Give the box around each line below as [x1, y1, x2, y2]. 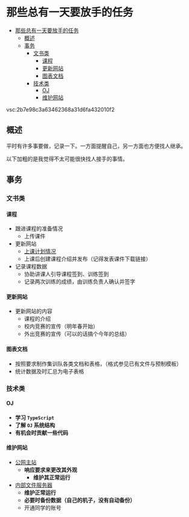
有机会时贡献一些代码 [14, 429, 68, 436]
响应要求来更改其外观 [24, 466, 77, 473]
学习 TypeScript [14, 413, 54, 421]
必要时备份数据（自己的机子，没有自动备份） [24, 496, 136, 504]
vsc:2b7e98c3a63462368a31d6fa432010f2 [6, 105, 115, 113]
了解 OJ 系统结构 [14, 421, 56, 429]
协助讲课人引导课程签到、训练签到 [24, 270, 109, 278]
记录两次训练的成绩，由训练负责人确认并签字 [24, 278, 136, 285]
